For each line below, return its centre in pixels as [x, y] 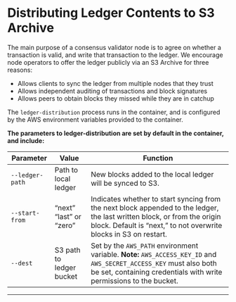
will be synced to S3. [125, 183]
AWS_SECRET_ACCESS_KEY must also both [154, 263]
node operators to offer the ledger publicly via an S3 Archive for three [108, 62]
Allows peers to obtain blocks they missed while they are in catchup [116, 98]
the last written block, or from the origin [156, 216]
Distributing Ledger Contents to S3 [111, 13]
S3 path [67, 250]
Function [158, 158]
